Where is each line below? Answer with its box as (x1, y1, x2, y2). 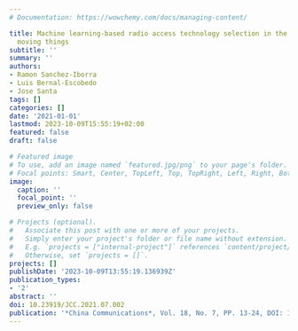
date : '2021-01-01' (9, 112, 82, 121)
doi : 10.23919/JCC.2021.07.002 (9, 300, 125, 309)
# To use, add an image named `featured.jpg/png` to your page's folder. (9, 161, 288, 169)
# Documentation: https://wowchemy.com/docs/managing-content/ (9, 12, 248, 22)
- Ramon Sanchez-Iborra (9, 70, 98, 80)
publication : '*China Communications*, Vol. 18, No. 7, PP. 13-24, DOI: (9, 308, 284, 318)
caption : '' (17, 185, 62, 194)
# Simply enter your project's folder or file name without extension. (9, 234, 288, 243)
